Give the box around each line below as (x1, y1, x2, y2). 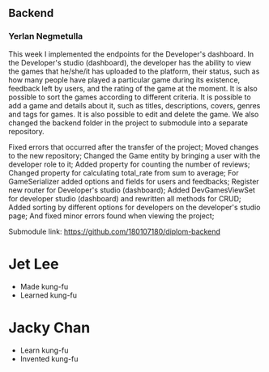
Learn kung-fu (19, 345, 69, 355)
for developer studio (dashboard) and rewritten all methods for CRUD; (8, 193, 241, 203)
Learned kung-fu (19, 290, 78, 300)
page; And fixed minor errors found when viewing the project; (8, 210, 215, 221)
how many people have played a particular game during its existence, (8, 74, 241, 84)
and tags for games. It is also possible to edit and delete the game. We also (8, 109, 259, 119)
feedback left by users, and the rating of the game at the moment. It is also (8, 83, 258, 93)
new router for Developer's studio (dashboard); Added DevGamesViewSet (8, 185, 255, 195)
